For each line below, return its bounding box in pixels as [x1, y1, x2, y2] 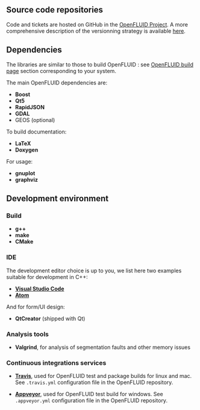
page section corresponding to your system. [6, 67, 116, 74]
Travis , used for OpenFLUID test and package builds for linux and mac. [14, 373, 192, 380]
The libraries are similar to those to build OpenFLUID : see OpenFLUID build [6, 60, 194, 68]
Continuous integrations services [6, 359, 107, 367]
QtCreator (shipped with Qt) [14, 315, 86, 322]
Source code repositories [6, 5, 104, 15]
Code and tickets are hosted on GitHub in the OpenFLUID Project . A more [6, 21, 189, 28]
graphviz [14, 176, 38, 183]
